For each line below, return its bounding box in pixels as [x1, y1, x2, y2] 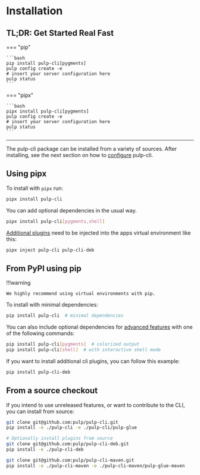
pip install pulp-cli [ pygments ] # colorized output [6, 341, 140, 348]
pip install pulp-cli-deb [6, 369, 70, 375]
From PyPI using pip [6, 263, 82, 273]
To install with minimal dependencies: [6, 301, 98, 308]
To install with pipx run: [6, 185, 64, 192]
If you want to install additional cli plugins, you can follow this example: [6, 357, 180, 364]
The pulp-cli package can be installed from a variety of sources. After [6, 145, 177, 152]
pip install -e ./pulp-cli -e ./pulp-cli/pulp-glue [6, 424, 137, 431]
